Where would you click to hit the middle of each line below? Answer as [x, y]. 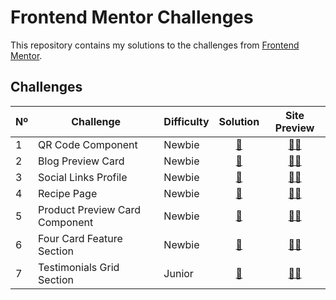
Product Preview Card [90, 209]
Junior [178, 273]
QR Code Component [88, 144]
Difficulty [186, 121]
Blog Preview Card [81, 161]
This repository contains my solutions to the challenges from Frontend [155, 45]
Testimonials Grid [79, 267]
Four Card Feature [80, 238]
